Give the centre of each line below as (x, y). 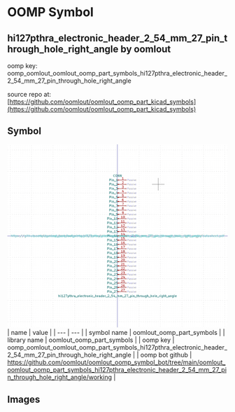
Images (24, 399)
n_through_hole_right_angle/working (59, 377)
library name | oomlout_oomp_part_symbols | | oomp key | (91, 340)
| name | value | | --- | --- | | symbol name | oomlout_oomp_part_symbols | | (116, 333)
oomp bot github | (166, 355)
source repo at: (29, 94)
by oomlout (146, 49)
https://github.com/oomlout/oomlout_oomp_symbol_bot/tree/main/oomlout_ (116, 362)
